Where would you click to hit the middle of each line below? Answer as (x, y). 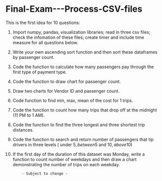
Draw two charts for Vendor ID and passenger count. (66, 91)
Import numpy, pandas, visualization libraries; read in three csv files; (81, 32)
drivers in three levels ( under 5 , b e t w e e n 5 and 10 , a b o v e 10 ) (72, 144)
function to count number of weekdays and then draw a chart (74, 159)
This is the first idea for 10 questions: (43, 23)
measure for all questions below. (46, 42)
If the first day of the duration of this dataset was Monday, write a (79, 154)
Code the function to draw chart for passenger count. (67, 81)
